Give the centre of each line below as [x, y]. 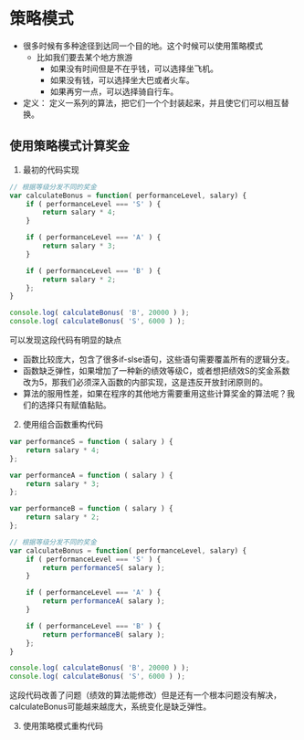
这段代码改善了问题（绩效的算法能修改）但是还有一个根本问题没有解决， [145, 695]
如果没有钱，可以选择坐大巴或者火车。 [122, 79]
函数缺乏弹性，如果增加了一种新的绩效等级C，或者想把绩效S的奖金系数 [156, 370]
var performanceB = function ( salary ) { [91, 509]
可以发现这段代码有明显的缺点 [65, 340]
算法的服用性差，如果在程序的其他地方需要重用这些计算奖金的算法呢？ [155, 393]
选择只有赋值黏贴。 [75, 405]
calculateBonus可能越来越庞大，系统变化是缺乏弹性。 [110, 707]
